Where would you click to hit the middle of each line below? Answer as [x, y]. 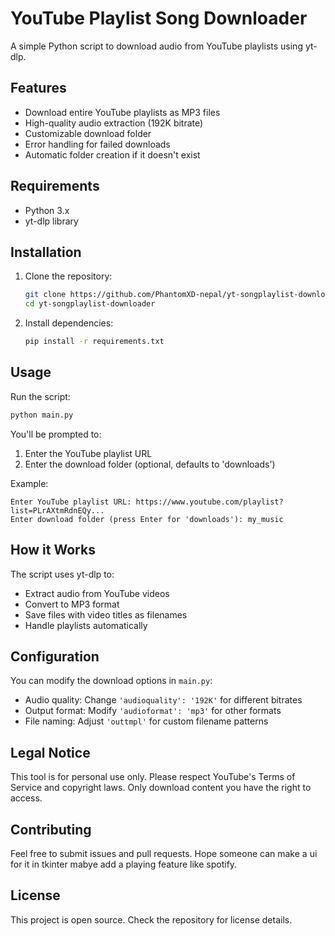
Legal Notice [50, 752]
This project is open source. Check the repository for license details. [151, 919]
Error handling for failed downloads [97, 144]
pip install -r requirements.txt [94, 342]
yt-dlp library [51, 221]
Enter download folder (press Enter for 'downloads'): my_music [147, 519]
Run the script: [40, 396]
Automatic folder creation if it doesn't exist [112, 154]
